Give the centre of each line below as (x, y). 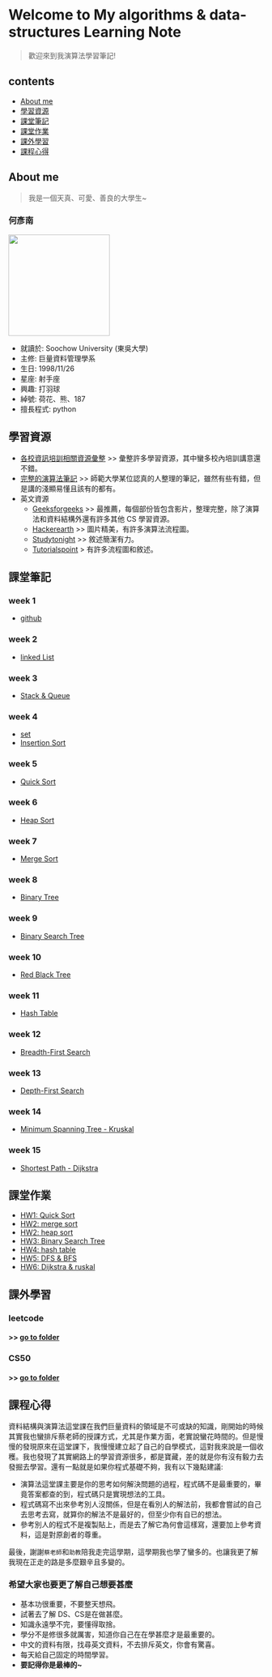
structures (45, 32)
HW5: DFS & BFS (48, 1258)
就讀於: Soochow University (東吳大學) (84, 348)
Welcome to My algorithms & (107, 15)
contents (32, 81)
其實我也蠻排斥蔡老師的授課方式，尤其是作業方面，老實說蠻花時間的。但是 (132, 1436)
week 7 (23, 841)
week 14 (25, 1112)
